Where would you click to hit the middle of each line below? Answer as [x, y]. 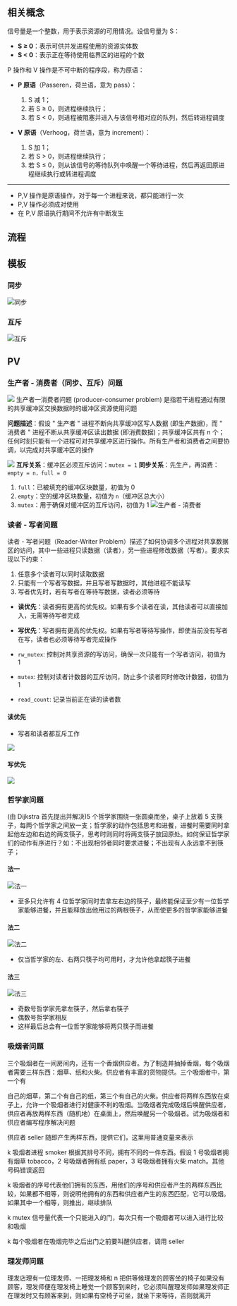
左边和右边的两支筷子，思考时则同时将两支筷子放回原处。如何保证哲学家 [124, 834]
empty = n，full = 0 [37, 473]
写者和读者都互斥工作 [48, 734]
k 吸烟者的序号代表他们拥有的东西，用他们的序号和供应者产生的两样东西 [112, 1185]
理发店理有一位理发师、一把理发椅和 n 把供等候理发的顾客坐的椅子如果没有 [116, 1278]
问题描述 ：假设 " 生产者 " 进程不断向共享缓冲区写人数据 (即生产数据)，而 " [115, 423]
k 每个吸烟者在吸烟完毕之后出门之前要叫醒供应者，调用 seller [96, 1241]
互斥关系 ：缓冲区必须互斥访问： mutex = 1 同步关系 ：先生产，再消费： [118, 465]
